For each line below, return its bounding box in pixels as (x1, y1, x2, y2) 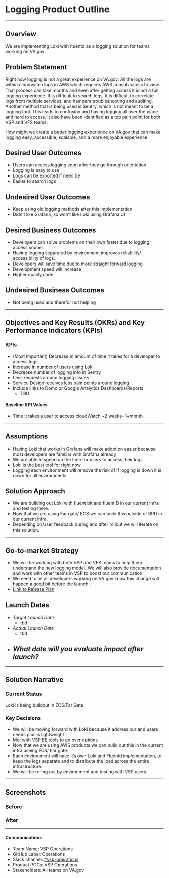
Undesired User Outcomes (5, 193, 90, 201)
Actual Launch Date (12, 625, 54, 631)
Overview (5, 30, 37, 38)
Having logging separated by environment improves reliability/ (12, 250, 141, 256)
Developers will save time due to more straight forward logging (12, 260, 143, 267)
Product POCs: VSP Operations (12, 861, 77, 868)
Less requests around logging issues (12, 374, 89, 380)
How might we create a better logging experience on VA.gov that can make (5, 129, 161, 135)
